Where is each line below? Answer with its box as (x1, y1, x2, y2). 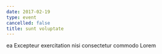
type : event (6, 14, 37, 20)
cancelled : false (6, 20, 51, 26)
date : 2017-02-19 (6, 8, 51, 15)
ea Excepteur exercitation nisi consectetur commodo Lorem (6, 42, 157, 49)
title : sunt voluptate (6, 25, 64, 32)
